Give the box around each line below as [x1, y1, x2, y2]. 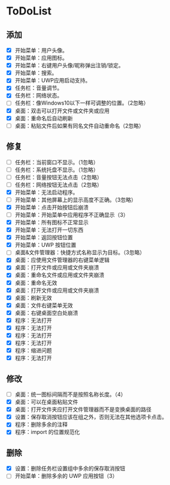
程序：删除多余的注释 [14, 421, 68, 428]
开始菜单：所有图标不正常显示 [14, 219, 89, 226]
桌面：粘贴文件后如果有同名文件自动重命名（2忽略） [14, 122, 145, 129]
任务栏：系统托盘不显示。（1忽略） [14, 166, 99, 173]
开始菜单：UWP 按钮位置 [14, 242, 77, 249]
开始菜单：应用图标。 [14, 54, 68, 61]
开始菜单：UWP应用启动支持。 [14, 77, 91, 84]
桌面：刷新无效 [14, 294, 52, 301]
